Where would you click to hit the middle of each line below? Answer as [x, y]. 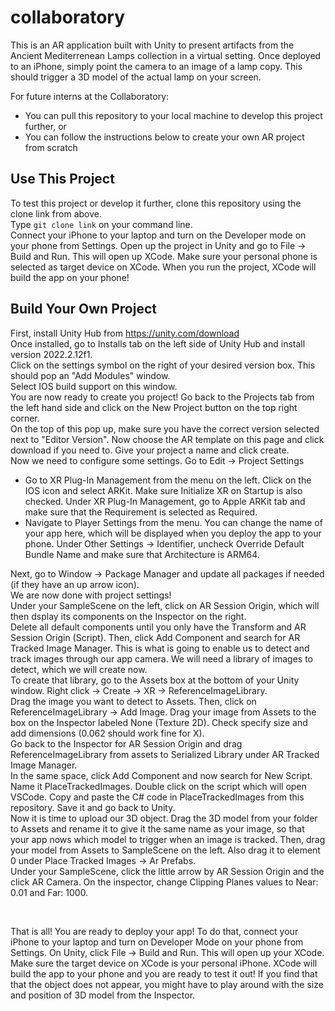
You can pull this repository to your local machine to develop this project [173, 115]
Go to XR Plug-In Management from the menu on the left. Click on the [168, 480]
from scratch [51, 147]
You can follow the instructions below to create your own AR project [164, 137]
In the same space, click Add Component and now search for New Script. [161, 775]
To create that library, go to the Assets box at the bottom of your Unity [155, 680]
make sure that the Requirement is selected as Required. [141, 512]
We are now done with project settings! [91, 595]
